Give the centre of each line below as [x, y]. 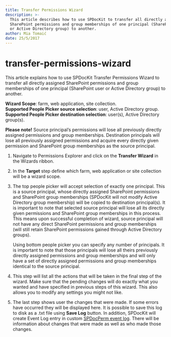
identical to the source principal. [46, 266]
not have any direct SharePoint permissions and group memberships [84, 224]
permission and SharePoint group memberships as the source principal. [80, 146]
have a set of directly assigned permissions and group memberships [84, 261]
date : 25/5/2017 [22, 39]
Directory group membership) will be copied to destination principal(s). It [89, 202]
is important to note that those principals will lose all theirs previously [85, 250]
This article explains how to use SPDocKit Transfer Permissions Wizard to [82, 77]
